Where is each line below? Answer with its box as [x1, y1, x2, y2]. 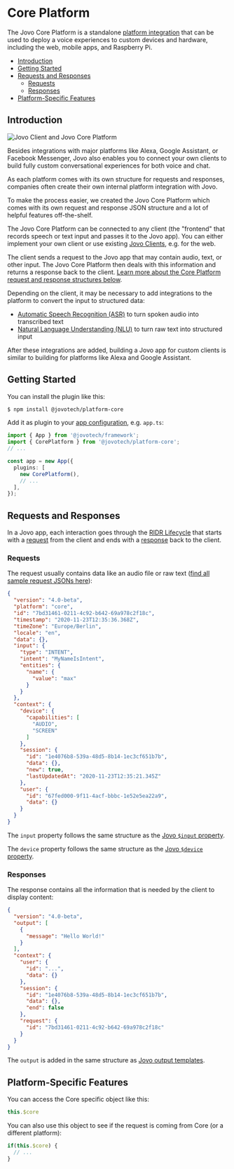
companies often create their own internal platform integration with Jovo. [7, 182, 218, 191]
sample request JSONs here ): [7, 576, 92, 585]
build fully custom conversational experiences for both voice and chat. [7, 161, 211, 170]
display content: [7, 893, 54, 902]
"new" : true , [25, 766, 64, 773]
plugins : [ [13, 464, 46, 471]
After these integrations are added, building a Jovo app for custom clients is [7, 346, 226, 354]
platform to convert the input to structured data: [7, 296, 145, 304]
